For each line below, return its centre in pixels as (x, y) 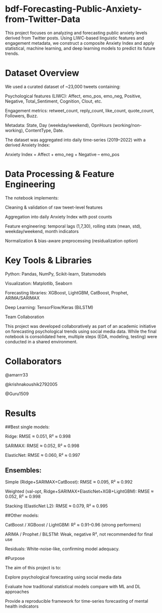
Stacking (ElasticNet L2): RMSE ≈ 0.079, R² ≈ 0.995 (56, 506)
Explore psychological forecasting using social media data (63, 577)
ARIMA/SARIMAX (22, 298)
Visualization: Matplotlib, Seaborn (39, 283)
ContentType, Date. (45, 130)
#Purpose (15, 559)
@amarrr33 (17, 375)
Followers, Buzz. (21, 116)
